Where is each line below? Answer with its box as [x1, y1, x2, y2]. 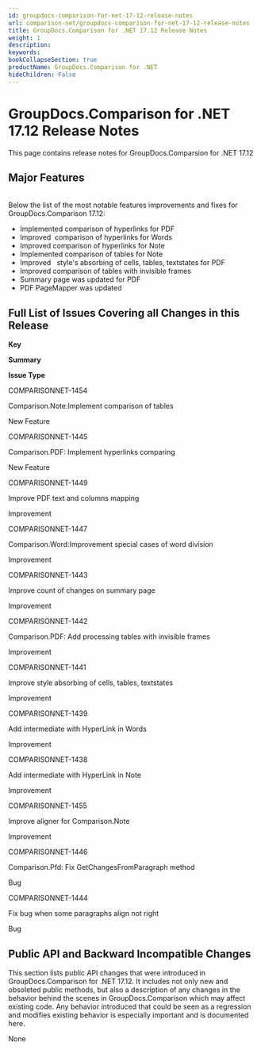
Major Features [8, 171, 85, 184]
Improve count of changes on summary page [8, 586, 156, 595]
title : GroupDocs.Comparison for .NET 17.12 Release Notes [8, 26, 208, 34]
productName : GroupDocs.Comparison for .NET [8, 63, 158, 71]
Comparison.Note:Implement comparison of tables [8, 402, 174, 411]
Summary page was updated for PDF [19, 275, 141, 284]
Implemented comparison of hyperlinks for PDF [19, 224, 175, 234]
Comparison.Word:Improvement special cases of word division [8, 540, 214, 549]
